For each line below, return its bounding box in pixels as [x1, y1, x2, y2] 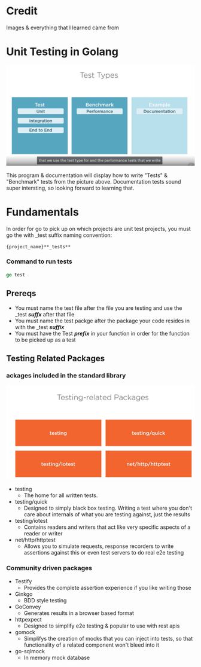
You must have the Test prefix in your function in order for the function [14, 330, 190, 337]
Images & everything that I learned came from [6, 24, 120, 31]
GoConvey [14, 603, 41, 610]
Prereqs [6, 288, 36, 299]
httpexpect [14, 616, 42, 623]
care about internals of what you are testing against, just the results [23, 511, 190, 518]
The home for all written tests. [23, 492, 98, 499]
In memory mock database [23, 654, 90, 661]
